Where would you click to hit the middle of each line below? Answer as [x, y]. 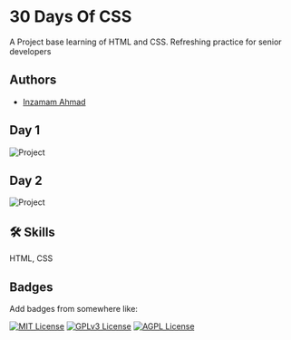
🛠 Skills [33, 232]
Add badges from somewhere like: [74, 309]
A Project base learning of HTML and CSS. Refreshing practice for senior [146, 42]
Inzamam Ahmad [54, 102]
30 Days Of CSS [71, 17]
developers [30, 51]
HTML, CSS [31, 258]
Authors [33, 80]
